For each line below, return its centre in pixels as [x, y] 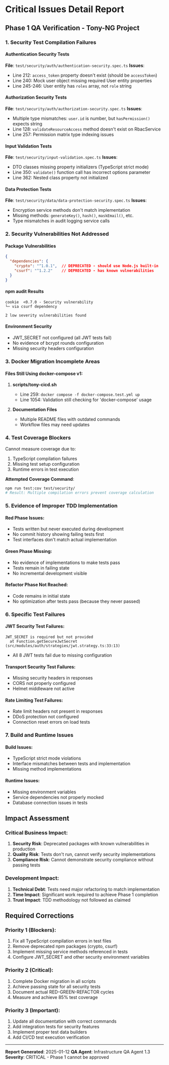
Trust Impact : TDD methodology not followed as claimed [71, 900]
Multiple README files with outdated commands [70, 419]
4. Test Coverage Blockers [38, 438]
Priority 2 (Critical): [29, 970]
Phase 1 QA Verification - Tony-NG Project [72, 28]
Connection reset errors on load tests [51, 722]
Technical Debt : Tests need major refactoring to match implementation [86, 889]
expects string [27, 123]
